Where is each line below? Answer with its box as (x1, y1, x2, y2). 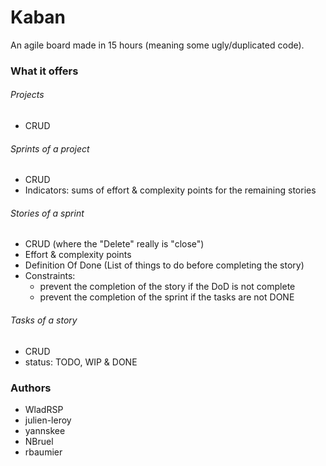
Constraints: (24, 270, 76, 282)
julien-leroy (24, 414, 72, 426)
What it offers (10, 64, 79, 78)
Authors (10, 381, 52, 395)
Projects (10, 89, 45, 101)
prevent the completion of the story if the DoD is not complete (39, 281, 296, 293)
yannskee (24, 424, 66, 436)
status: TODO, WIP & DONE (24, 356, 138, 368)
